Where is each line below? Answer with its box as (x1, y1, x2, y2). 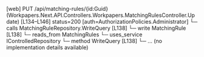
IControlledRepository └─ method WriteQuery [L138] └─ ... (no (6, 38, 163, 44)
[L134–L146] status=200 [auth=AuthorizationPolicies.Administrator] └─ (20, 18, 198, 25)
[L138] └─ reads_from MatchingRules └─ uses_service (6, 31, 143, 38)
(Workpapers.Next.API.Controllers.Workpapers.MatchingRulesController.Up (6, 12, 195, 19)
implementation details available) (6, 44, 89, 51)
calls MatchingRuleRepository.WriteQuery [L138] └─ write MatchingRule (6, 24, 186, 32)
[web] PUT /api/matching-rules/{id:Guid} (6, 5, 108, 12)
